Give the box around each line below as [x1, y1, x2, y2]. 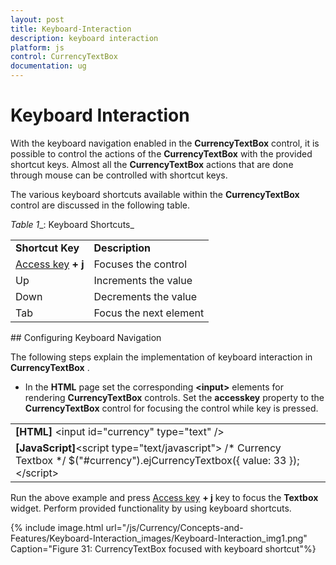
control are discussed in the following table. [10, 199, 191, 211]
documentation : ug [10, 61, 87, 71]
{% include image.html [10, 521, 104, 533]
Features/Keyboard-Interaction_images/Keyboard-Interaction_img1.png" [10, 532, 308, 544]
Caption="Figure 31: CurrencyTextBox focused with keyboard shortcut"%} [10, 542, 317, 555]
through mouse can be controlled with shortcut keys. [10, 169, 228, 181]
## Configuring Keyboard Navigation [10, 331, 162, 343]
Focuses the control [93, 257, 188, 271]
